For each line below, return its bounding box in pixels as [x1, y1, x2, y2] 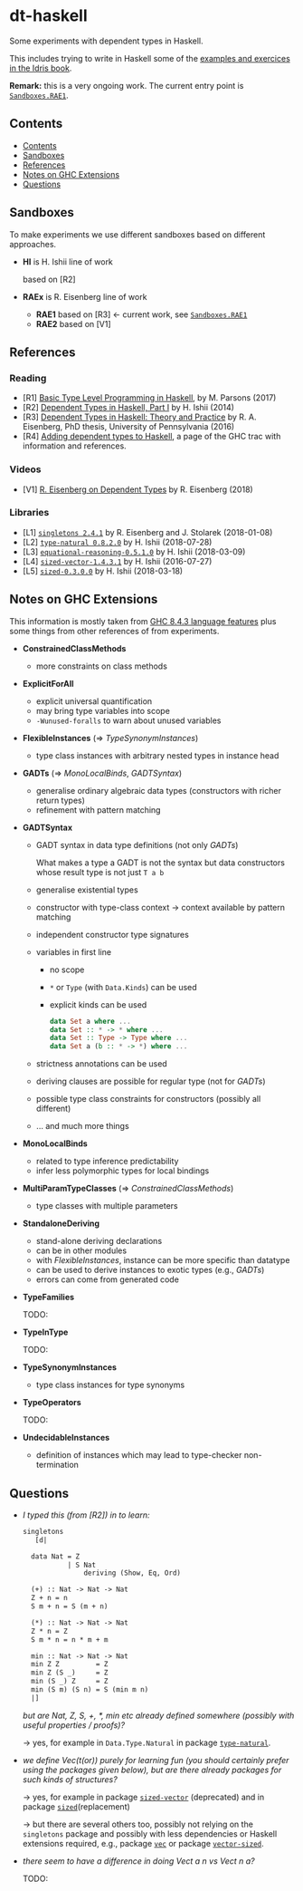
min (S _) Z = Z [31, 1677, 109, 1686]
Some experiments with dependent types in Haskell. [9, 35, 204, 46]
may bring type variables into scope [35, 705, 170, 716]
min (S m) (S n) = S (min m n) [31, 1685, 149, 1694]
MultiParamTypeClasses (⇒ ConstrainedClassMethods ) [22, 1183, 234, 1194]
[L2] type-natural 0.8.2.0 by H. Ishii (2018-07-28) [22, 536, 213, 547]
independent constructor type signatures [35, 929, 190, 940]
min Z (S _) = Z [31, 1668, 109, 1677]
